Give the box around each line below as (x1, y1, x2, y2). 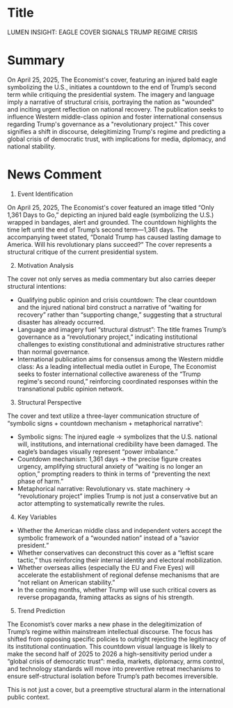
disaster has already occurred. (17, 317, 106, 326)
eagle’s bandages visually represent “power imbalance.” (17, 447, 179, 455)
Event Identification (17, 190, 73, 198)
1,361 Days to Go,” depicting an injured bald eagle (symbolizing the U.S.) (7, 211, 214, 219)
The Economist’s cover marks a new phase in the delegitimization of (7, 619, 202, 628)
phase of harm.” (17, 476, 64, 485)
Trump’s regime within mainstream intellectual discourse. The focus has (7, 627, 213, 635)
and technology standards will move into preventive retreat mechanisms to (7, 664, 221, 672)
